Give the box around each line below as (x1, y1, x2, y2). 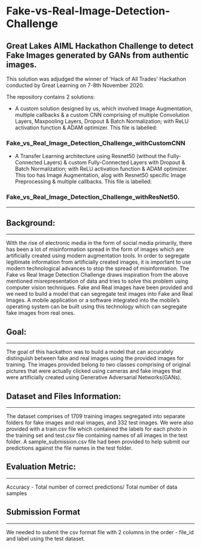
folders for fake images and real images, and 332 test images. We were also (6, 419, 194, 426)
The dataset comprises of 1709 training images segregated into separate (6, 413, 185, 420)
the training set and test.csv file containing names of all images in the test (6, 432, 188, 439)
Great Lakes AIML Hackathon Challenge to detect (6, 41, 194, 51)
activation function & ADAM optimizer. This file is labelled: (14, 124, 157, 131)
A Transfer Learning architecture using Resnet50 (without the (14, 153, 166, 160)
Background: (6, 217, 56, 228)
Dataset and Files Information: (6, 391, 121, 401)
